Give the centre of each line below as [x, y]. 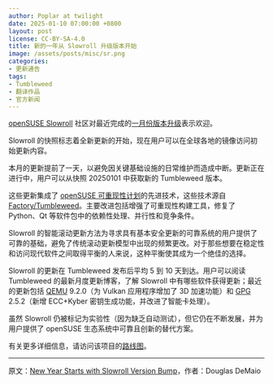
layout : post [30, 31]
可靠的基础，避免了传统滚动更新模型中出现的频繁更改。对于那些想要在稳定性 [136, 243]
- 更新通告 [24, 69]
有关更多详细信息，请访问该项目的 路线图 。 [80, 346]
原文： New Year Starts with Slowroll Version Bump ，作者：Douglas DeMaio [135, 371]
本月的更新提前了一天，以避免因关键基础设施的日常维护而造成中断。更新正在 [136, 168]
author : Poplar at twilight [56, 16]
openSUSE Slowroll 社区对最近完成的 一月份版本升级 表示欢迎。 [113, 124]
